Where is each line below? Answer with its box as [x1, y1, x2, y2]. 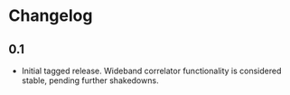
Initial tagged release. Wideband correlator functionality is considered [21, 65, 282, 76]
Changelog [8, 5, 93, 26]
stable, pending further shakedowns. [21, 75, 159, 86]
